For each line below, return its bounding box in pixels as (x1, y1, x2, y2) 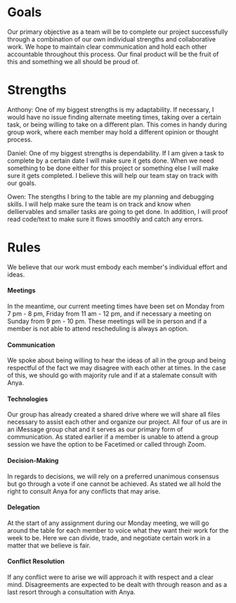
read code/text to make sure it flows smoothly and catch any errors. (7, 215, 204, 223)
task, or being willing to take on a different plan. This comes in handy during (7, 120, 227, 129)
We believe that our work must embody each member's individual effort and (7, 262, 228, 271)
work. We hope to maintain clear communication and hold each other (7, 42, 207, 51)
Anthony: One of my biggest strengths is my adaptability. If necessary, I (7, 105, 214, 113)
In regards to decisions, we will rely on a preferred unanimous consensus (7, 472, 219, 481)
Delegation (7, 503, 40, 512)
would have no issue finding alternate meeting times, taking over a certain (7, 113, 221, 121)
